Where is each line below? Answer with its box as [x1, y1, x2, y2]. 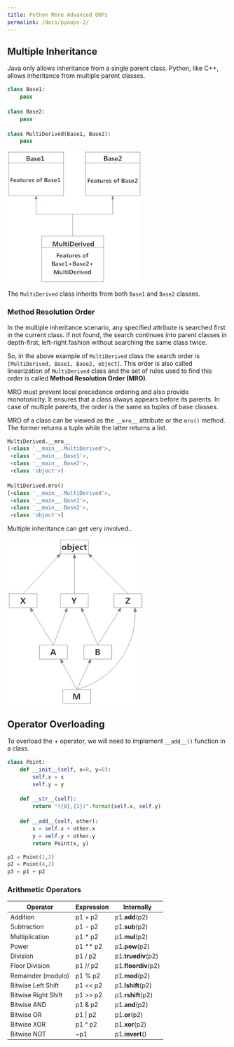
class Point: [7, 759, 46, 766]
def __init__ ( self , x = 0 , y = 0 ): [20, 766, 111, 773]
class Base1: [7, 86, 46, 93]
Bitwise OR [10, 1010, 42, 1019]
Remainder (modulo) [10, 971, 70, 980]
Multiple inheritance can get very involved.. [7, 524, 132, 533]
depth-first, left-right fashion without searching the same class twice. [7, 338, 208, 346]
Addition [10, 913, 35, 922]
